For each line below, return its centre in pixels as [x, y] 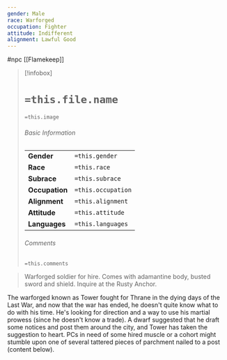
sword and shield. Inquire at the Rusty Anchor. [91, 284]
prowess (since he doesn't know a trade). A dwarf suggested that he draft [113, 320]
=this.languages [101, 224]
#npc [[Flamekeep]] [36, 59]
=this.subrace [97, 179]
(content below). [31, 350]
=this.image [41, 117]
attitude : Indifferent [40, 33]
